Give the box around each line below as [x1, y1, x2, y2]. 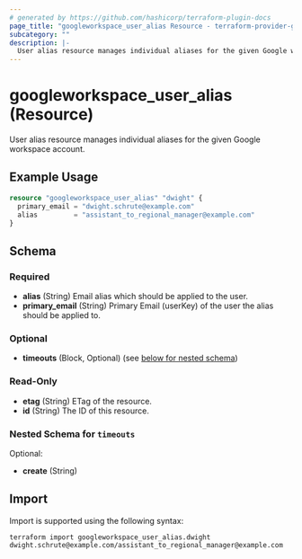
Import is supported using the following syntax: [9, 515, 184, 526]
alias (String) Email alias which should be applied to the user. [22, 291, 249, 302]
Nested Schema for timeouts [9, 428, 136, 440]
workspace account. [9, 144, 85, 155]
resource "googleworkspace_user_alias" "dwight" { [9, 193, 203, 202]
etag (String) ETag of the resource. [22, 395, 153, 406]
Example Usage [9, 170, 99, 185]
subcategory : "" [9, 30, 70, 39]
